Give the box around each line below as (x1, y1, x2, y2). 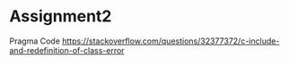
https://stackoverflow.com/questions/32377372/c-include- (62, 36, 280, 46)
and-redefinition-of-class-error (9, 44, 125, 55)
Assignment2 (9, 6, 112, 27)
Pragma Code (9, 36, 61, 46)
